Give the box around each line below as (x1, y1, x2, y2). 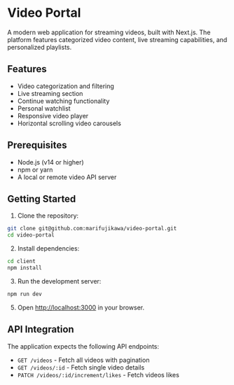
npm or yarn (17, 165, 53, 174)
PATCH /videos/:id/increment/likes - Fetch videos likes (17, 370, 180, 379)
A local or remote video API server (17, 173, 117, 181)
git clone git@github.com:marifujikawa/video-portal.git (7, 225, 177, 232)
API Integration (7, 323, 75, 335)
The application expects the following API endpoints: (7, 342, 160, 351)
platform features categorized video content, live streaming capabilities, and (7, 35, 228, 43)
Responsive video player (17, 111, 89, 120)
